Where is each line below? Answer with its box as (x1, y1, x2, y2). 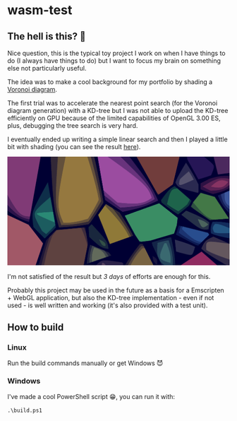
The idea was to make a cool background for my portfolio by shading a (7, 78, 213, 86)
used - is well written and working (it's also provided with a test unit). (7, 301, 208, 309)
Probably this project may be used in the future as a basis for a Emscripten (7, 285, 224, 295)
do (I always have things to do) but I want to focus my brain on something (7, 57, 221, 65)
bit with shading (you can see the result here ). (7, 143, 141, 150)
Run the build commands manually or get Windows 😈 (7, 359, 164, 367)
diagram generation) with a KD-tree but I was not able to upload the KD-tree (7, 107, 229, 114)
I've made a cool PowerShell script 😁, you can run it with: (7, 392, 175, 401)
